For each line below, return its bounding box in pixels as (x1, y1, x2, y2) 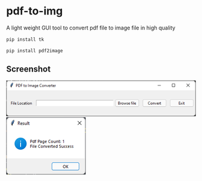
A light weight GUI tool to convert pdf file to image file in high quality (6, 24, 176, 31)
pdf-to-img (6, 4, 63, 18)
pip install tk (6, 36, 44, 43)
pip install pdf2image (6, 48, 63, 54)
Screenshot (6, 64, 51, 75)
